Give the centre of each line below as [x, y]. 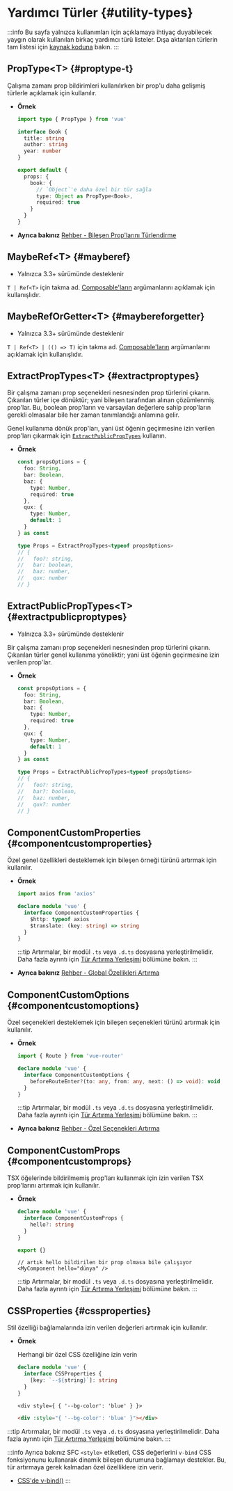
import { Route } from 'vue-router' [70, 1056]
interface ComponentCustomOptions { [77, 1075]
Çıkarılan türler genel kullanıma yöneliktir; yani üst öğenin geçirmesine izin [114, 655]
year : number [43, 151]
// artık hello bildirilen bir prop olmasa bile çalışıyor [105, 1263]
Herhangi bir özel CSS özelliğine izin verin [77, 1355]
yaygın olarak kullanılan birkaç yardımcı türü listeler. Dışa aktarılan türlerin [112, 39]
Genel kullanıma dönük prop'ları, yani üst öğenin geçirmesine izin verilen [111, 429]
